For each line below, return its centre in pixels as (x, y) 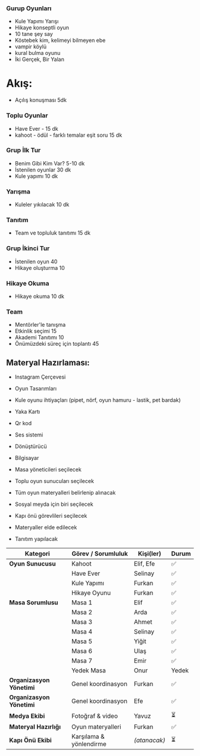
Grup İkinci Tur (28, 248)
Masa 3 (82, 622)
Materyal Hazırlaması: (48, 362)
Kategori (37, 554)
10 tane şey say (34, 34)
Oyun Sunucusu (32, 564)
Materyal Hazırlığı (35, 727)
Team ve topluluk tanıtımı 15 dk (53, 233)
